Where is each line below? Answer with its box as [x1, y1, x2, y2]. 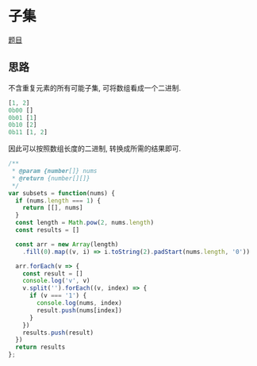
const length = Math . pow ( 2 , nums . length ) [15, 219, 155, 227]
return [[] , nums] [22, 204, 83, 212]
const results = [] [15, 226, 80, 234]
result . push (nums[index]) [36, 306, 123, 314]
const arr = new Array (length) [15, 240, 119, 248]
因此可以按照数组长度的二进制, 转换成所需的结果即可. [8, 144, 182, 153]
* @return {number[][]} [11, 174, 90, 183]
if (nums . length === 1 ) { [15, 196, 102, 205]
